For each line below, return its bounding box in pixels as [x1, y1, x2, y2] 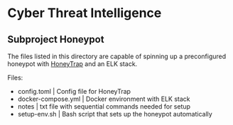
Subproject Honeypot [7, 33, 104, 45]
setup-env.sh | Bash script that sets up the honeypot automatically [17, 110, 213, 118]
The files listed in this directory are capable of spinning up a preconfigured [7, 52, 227, 60]
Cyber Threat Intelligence [7, 5, 162, 21]
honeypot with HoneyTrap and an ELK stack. [7, 60, 138, 68]
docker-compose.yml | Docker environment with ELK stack [17, 94, 190, 103]
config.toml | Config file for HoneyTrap [17, 87, 131, 95]
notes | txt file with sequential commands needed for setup [17, 102, 190, 111]
